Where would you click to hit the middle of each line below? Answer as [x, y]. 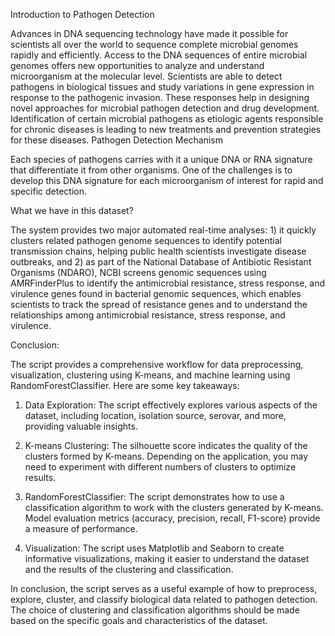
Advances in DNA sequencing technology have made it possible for [149, 33]
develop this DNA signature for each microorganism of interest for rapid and [167, 180]
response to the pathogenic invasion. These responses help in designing [160, 97]
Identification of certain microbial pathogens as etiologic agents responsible [167, 118]
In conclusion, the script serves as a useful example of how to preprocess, [164, 588]
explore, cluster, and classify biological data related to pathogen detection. [164, 599]
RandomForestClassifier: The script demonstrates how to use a [154, 497]
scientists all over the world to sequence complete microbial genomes [154, 44]
